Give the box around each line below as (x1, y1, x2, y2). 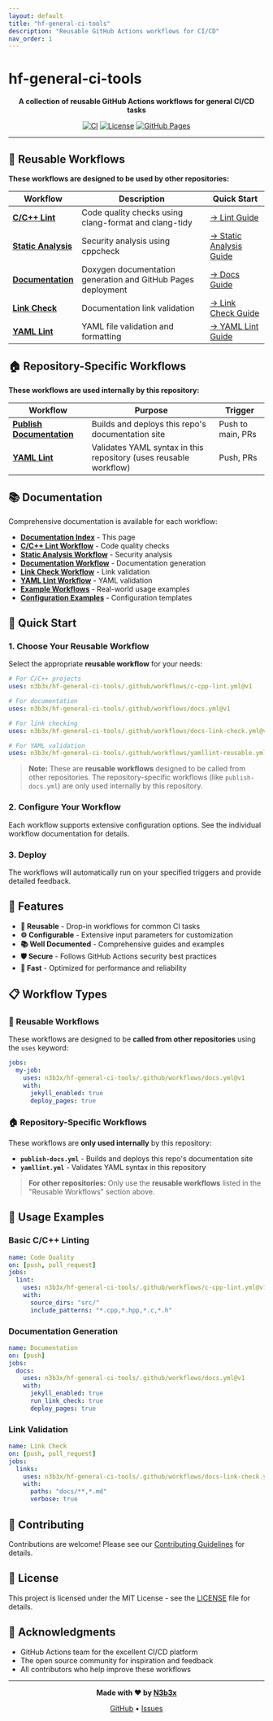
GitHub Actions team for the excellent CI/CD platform (19, 1647, 198, 1657)
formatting (81, 331, 122, 342)
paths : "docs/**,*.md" (29, 1487, 107, 1496)
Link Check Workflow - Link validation (19, 566, 150, 576)
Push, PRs (219, 452, 258, 463)
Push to (219, 418, 248, 430)
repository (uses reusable (91, 452, 189, 463)
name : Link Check (8, 1442, 67, 1451)
